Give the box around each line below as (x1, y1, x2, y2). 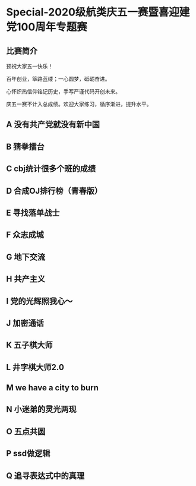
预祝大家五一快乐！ (6, 63, 53, 70)
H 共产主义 (6, 274, 46, 284)
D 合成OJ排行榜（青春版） (6, 185, 103, 196)
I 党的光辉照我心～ (6, 296, 73, 306)
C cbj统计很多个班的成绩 (6, 164, 96, 174)
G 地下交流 (6, 252, 46, 262)
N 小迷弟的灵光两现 (6, 405, 77, 415)
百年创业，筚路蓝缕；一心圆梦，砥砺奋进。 (6, 75, 110, 82)
